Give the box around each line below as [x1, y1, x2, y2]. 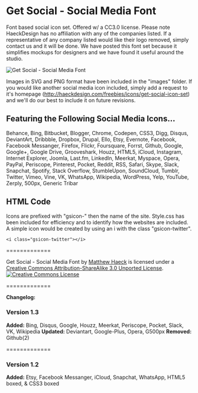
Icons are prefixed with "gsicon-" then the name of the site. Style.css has [6, 212, 185, 220]
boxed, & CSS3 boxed [6, 380, 60, 387]
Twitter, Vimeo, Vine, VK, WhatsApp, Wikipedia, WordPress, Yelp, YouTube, [6, 173, 189, 181]
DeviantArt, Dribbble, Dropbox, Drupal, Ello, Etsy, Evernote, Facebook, [6, 136, 177, 143]
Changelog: [6, 293, 36, 300]
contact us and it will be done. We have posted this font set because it [6, 42, 177, 50]
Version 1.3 [6, 308, 40, 316]
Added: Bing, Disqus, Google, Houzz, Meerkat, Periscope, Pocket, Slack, [6, 322, 184, 329]
